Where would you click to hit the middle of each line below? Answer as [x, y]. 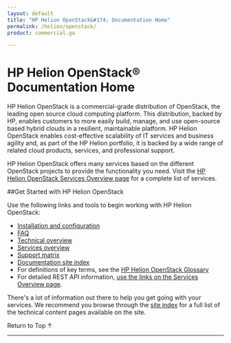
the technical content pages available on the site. [77, 312]
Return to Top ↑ [30, 326]
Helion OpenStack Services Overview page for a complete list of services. [112, 178]
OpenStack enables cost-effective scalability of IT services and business [111, 136]
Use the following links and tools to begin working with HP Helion [99, 205]
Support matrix [38, 255]
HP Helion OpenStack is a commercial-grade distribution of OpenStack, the [114, 107]
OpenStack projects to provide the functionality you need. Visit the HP [107, 171]
